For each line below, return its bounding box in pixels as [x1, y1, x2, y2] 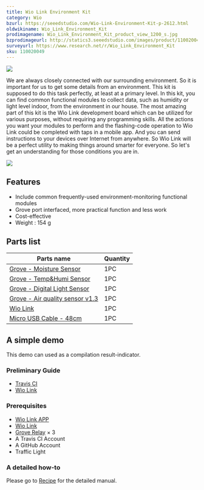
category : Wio [6, 15, 42, 21]
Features [6, 177, 41, 187]
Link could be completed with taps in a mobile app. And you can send [6, 128, 181, 136]
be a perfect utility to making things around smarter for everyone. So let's [6, 141, 190, 149]
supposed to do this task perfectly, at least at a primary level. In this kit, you [6, 89, 195, 97]
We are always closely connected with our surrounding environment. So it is [6, 77, 197, 84]
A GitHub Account [15, 441, 61, 449]
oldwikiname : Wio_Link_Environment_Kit [6, 26, 107, 32]
